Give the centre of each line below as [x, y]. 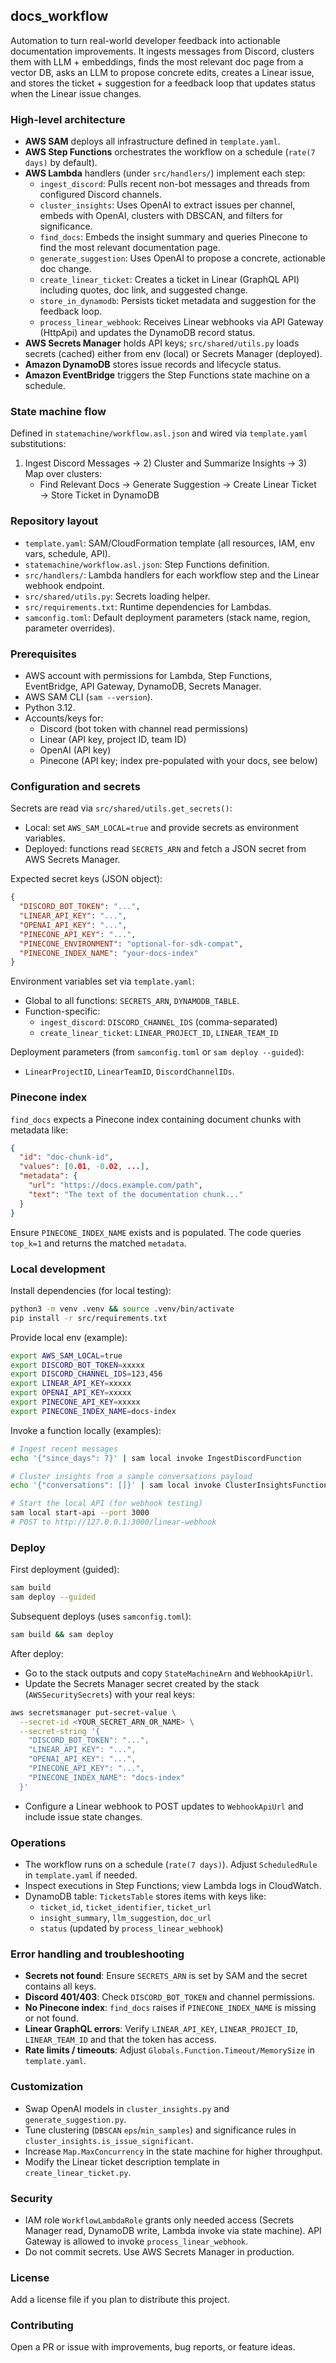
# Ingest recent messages [64, 1449]
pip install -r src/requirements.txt [89, 1318]
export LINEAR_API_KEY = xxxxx [71, 1384]
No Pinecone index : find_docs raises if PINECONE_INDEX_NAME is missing [170, 2008]
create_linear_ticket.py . [78, 2172]
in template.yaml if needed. [81, 1875]
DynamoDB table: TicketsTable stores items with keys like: [145, 1896]
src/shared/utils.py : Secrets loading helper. [117, 596]
